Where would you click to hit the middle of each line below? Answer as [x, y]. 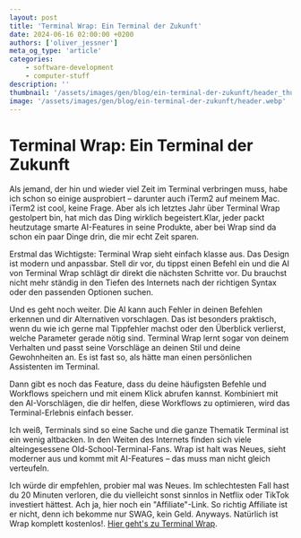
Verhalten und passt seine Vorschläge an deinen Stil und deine [125, 348]
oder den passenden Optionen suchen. [82, 292]
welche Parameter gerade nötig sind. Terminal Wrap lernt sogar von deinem [149, 338]
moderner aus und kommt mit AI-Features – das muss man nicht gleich [140, 459]
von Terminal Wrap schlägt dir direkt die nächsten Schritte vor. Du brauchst [148, 273]
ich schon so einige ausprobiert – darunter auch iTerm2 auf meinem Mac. [145, 199]
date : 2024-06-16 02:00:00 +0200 [72, 34]
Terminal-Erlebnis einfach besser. [72, 412]
